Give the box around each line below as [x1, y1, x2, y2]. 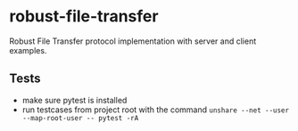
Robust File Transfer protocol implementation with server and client [9, 36, 257, 46]
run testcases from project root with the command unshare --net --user [21, 104, 290, 115]
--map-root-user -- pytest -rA [21, 113, 139, 122]
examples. [9, 45, 47, 55]
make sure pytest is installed [21, 94, 128, 105]
